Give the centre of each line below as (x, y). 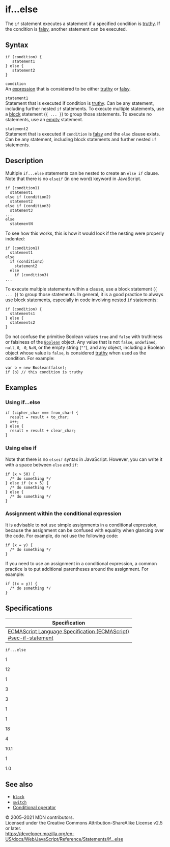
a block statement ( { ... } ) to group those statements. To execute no (79, 114)
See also (19, 784)
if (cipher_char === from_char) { (42, 413)
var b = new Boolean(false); (36, 367)
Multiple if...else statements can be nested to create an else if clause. (82, 173)
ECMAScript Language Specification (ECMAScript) (69, 631)
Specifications (29, 608)
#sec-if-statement (31, 638)
